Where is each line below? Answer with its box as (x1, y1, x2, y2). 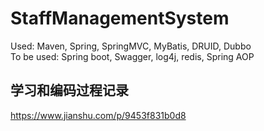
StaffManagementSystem (10, 7, 230, 30)
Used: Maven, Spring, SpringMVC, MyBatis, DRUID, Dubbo (10, 40, 252, 52)
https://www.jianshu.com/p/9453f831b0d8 (10, 109, 187, 121)
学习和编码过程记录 (10, 82, 129, 99)
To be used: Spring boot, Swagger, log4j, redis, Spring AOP (10, 50, 255, 62)
